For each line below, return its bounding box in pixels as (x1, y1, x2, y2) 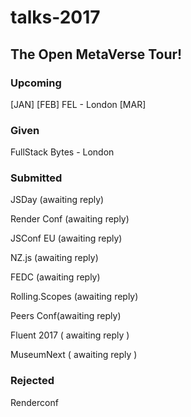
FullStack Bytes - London (10, 146, 115, 158)
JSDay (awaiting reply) (10, 194, 105, 206)
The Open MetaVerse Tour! (10, 46, 183, 63)
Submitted (10, 171, 63, 185)
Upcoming (10, 76, 62, 90)
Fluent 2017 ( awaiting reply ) (10, 329, 130, 341)
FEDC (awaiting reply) (10, 271, 101, 283)
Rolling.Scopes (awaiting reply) (10, 291, 139, 303)
